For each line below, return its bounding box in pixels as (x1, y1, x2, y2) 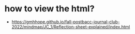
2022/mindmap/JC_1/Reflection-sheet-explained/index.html (11, 24, 130, 29)
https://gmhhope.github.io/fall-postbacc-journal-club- (11, 19, 120, 25)
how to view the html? (4, 3, 95, 14)
